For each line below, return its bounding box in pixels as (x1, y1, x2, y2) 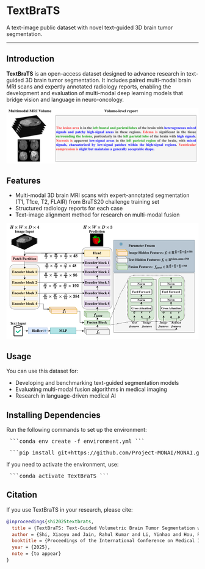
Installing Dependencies (6, 410, 101, 420)
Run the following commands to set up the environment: (6, 426, 148, 433)
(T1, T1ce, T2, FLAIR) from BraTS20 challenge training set (15, 198, 160, 206)
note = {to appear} (12, 551, 62, 557)
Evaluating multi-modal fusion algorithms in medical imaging (15, 385, 168, 393)
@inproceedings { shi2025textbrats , (6, 518, 95, 524)
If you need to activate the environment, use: (6, 461, 119, 468)
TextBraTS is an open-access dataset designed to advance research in (6, 70, 185, 77)
